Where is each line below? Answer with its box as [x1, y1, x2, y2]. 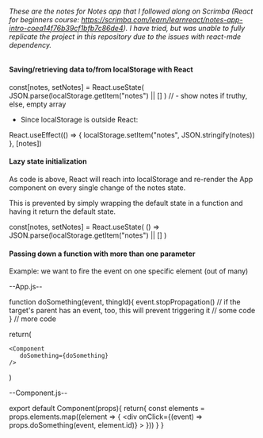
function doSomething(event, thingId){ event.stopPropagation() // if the [9, 297, 241, 307]
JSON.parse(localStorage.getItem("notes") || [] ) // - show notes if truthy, [9, 91, 248, 100]
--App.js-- [9, 282, 43, 292]
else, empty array [9, 99, 67, 109]
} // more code [9, 314, 56, 324]
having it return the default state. [9, 207, 116, 216]
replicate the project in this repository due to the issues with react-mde [9, 32, 242, 41]
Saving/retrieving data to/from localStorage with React [9, 64, 193, 75]
